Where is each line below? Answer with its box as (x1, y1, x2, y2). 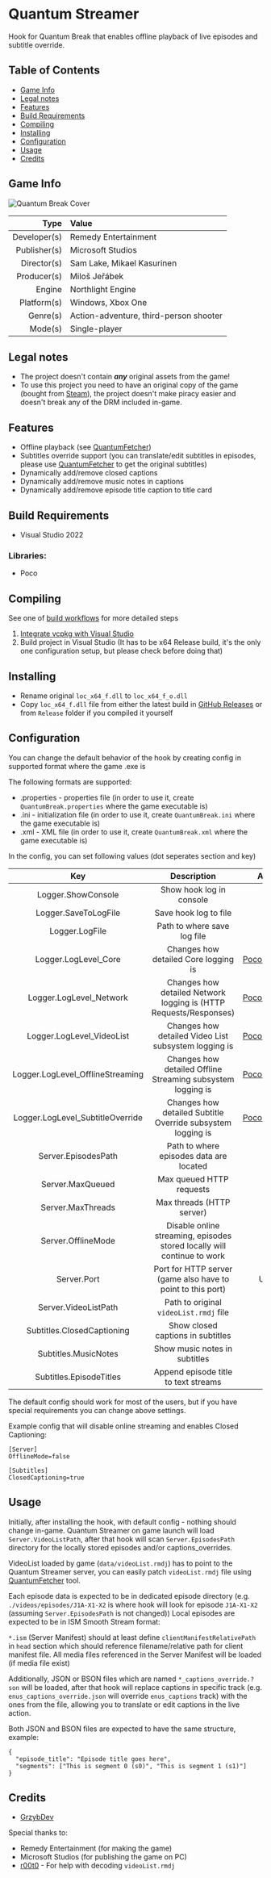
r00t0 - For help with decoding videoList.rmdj (19, 1861, 176, 1871)
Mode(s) (29, 323, 63, 334)
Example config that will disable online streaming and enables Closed (8, 1421, 240, 1431)
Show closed (168, 1320, 218, 1331)
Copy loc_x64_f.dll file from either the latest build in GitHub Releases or (19, 699, 263, 709)
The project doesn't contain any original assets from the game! (19, 372, 231, 382)
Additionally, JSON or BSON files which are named (8, 1674, 177, 1684)
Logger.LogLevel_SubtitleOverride (13, 1111, 144, 1123)
